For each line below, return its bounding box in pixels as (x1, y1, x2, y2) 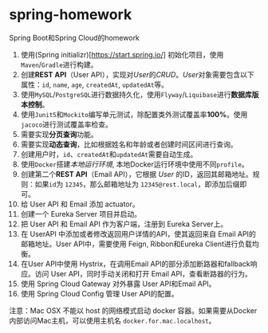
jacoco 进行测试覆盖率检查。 (20, 119, 112, 129)
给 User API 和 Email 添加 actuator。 (20, 199, 140, 209)
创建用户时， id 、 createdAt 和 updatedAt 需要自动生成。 (20, 149, 198, 159)
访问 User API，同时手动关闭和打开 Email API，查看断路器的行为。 (34, 268, 252, 278)
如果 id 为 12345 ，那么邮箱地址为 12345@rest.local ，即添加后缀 (34, 179, 240, 189)
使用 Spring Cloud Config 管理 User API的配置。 (20, 288, 179, 298)
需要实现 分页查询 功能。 (20, 129, 98, 139)
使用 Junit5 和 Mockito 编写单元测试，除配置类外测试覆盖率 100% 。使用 (20, 109, 248, 119)
